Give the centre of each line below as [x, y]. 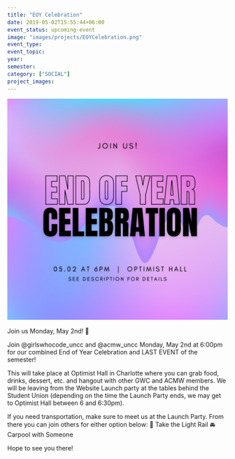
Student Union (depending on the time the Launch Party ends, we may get [114, 395]
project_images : [31, 81]
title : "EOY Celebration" [45, 15]
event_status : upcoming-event [51, 29]
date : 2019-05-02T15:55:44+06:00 [56, 22]
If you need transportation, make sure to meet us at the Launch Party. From [115, 416]
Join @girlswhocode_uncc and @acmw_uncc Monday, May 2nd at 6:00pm [115, 345]
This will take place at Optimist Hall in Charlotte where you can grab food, [113, 373]
